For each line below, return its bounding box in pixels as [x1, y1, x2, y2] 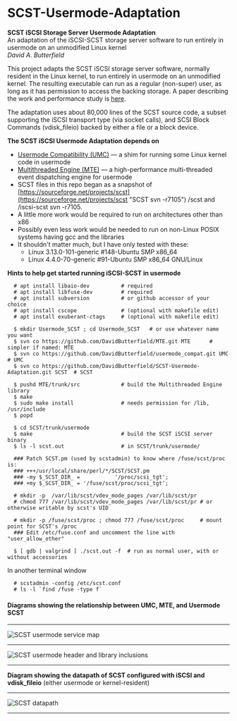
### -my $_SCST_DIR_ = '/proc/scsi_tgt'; [13, 474, 169, 481]
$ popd [13, 412, 33, 419]
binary [7, 436, 27, 443]
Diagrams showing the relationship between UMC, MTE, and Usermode [7, 600, 221, 609]
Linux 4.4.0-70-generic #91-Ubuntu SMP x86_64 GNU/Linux [28, 255, 203, 264]
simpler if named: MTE [7, 344, 74, 351]
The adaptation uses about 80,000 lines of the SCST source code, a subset [7, 108, 226, 116]
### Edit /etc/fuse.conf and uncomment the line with [13, 529, 175, 536]
